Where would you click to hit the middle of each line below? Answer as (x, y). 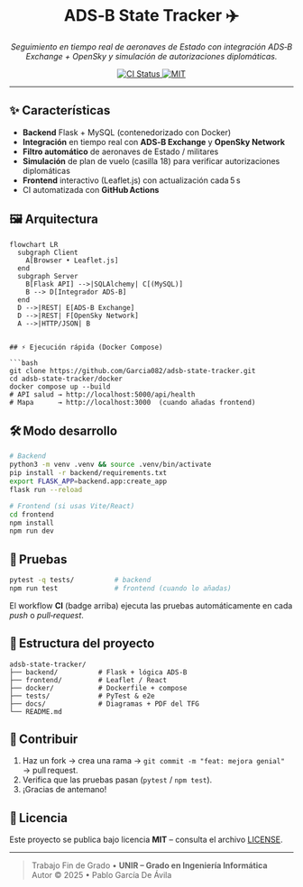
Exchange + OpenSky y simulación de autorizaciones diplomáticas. (151, 56)
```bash (24, 363)
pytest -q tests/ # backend (80, 581)
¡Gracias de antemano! (64, 790)
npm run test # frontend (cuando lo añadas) (120, 588)
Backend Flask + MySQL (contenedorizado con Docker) (127, 132)
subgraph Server (48, 276)
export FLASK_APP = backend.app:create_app (88, 481)
